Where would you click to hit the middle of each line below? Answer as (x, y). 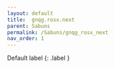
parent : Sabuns (29, 26)
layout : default (30, 13)
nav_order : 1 (26, 39)
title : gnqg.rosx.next (41, 20)
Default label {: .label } (39, 58)
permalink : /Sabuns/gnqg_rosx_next (58, 32)
